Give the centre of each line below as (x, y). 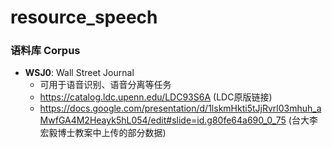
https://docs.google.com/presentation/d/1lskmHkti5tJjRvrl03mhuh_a (180, 108)
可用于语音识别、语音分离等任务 (105, 85)
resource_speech (84, 17)
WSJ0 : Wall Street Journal (79, 73)
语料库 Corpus (45, 51)
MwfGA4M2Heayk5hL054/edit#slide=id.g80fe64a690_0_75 (163, 120)
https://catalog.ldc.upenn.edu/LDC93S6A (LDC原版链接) (156, 97)
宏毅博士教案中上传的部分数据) (103, 133)
